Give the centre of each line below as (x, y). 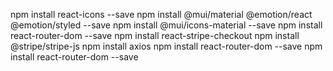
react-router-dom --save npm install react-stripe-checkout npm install (155, 35)
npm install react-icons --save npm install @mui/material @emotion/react (161, 14)
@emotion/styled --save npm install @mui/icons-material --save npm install (166, 25)
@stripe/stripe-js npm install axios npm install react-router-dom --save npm (166, 46)
